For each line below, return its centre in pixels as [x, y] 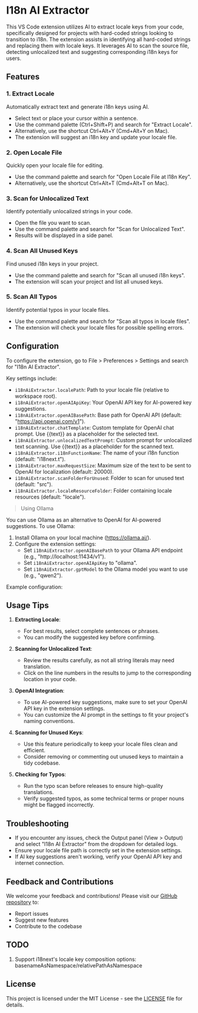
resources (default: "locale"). [50, 497]
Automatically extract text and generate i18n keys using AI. [78, 107]
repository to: [23, 902]
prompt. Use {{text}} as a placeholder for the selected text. [87, 434]
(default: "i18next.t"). [40, 459]
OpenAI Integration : [39, 691]
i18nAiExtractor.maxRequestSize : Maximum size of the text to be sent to [103, 465]
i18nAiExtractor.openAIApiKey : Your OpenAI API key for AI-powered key [103, 402]
